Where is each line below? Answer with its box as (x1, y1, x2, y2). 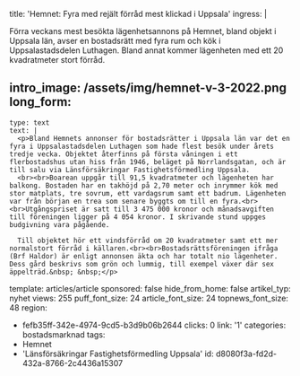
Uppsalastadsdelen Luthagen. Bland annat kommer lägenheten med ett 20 (9, 45, 284, 56)
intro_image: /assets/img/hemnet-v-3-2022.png (9, 81, 287, 96)
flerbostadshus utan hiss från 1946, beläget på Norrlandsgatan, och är (9, 157, 287, 166)
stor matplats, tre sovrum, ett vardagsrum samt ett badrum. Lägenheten (9, 188, 287, 197)
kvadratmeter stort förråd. (9, 55, 106, 65)
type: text (9, 118, 50, 127)
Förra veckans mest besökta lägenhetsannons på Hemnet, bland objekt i (9, 26, 277, 36)
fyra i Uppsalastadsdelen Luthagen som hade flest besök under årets (9, 142, 275, 151)
